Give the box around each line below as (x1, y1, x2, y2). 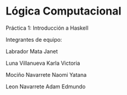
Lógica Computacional (5, 4, 122, 18)
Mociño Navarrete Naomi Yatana (5, 71, 87, 78)
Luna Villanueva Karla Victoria (5, 59, 80, 67)
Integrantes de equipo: (5, 36, 62, 43)
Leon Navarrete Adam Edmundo (5, 83, 86, 90)
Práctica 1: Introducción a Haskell (5, 24, 89, 31)
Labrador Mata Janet (5, 47, 58, 55)
